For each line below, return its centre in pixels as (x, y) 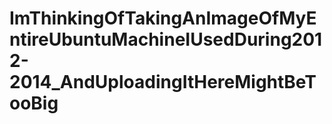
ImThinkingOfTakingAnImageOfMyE (163, 18)
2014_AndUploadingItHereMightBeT (163, 82)
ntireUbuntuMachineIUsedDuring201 (166, 39)
